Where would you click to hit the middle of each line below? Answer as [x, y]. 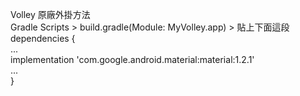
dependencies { [43, 38]
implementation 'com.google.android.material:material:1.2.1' [132, 59]
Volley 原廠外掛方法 [50, 14]
